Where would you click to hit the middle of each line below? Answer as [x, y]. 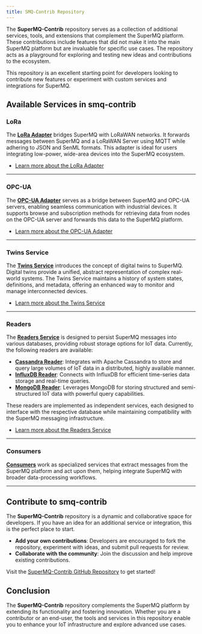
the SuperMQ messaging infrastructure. [56, 418]
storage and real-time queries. [53, 381]
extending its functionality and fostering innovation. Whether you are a [93, 612]
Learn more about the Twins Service [60, 303]
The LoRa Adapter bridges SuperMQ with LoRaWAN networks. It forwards [98, 135]
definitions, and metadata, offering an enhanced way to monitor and [90, 285]
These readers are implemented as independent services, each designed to [100, 405]
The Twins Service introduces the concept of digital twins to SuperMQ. [95, 265]
